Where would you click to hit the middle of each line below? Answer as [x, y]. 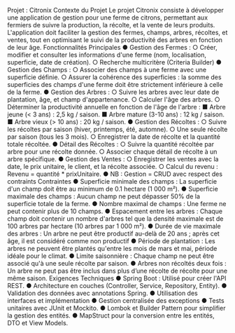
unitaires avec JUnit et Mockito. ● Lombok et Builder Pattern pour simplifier [116, 308]
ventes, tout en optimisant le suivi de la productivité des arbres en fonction [115, 40]
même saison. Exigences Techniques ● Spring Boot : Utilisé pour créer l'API [117, 278]
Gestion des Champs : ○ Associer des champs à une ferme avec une [107, 70]
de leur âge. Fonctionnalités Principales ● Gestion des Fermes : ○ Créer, [113, 47]
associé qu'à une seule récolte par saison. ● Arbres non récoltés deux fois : [117, 263]
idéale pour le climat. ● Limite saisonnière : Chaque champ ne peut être [111, 256]
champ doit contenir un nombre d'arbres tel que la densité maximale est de [115, 219]
